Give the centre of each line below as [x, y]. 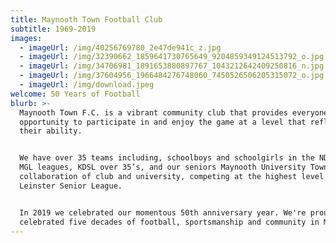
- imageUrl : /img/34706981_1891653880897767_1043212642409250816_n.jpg [172, 66]
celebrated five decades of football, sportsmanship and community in [169, 222]
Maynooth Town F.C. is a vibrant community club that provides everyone [174, 112]
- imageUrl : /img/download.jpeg [87, 85]
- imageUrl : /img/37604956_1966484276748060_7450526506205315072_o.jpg [172, 76]
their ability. [51, 131]
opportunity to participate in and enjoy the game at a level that [163, 122]
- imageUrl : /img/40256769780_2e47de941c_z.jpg [120, 47]
